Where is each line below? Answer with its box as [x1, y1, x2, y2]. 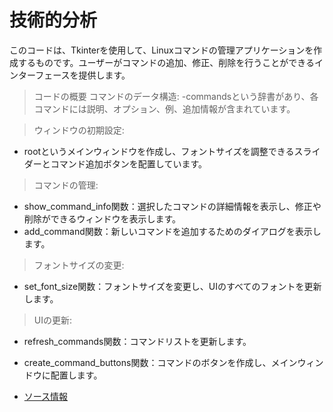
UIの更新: [33, 314, 73, 326]
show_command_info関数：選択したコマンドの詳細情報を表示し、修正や [23, 200, 322, 212]
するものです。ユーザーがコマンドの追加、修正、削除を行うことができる [17, 56, 316, 68]
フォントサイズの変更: [33, 259, 125, 271]
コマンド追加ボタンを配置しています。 [50, 157, 207, 170]
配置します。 [50, 369, 103, 381]
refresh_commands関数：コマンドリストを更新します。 [23, 335, 252, 347]
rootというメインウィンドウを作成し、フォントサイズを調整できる [23, 145, 295, 157]
